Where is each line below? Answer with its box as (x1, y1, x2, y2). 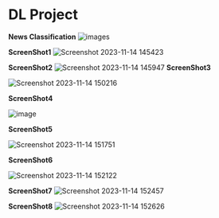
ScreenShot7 (8, 185, 53, 196)
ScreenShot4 (8, 93, 53, 103)
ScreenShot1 (8, 47, 52, 56)
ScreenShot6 (8, 155, 53, 165)
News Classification (8, 32, 76, 41)
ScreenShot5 (8, 124, 53, 134)
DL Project (8, 6, 78, 24)
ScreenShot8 (8, 201, 53, 211)
